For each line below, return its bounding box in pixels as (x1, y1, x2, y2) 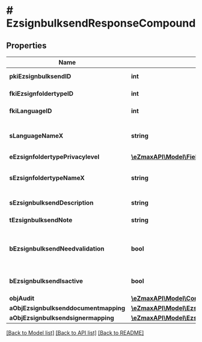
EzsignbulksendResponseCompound (6, 16, 196, 30)
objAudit (9, 294, 35, 302)
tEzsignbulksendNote (9, 216, 73, 224)
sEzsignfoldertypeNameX (9, 174, 85, 182)
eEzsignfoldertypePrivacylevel (9, 153, 100, 161)
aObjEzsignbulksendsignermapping (9, 314, 114, 322)
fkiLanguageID (9, 107, 52, 115)
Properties (6, 40, 47, 51)
